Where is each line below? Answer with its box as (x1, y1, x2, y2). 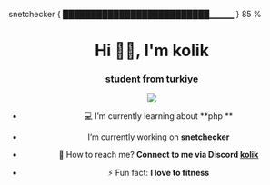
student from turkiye (105, 73, 199, 85)
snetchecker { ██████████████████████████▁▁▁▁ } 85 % (8, 9, 262, 19)
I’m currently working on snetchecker (87, 131, 230, 142)
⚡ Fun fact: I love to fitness (107, 168, 210, 179)
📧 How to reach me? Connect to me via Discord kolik (58, 150, 259, 161)
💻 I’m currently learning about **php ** (84, 111, 234, 122)
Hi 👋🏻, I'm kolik (94, 41, 210, 61)
